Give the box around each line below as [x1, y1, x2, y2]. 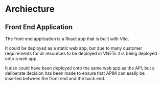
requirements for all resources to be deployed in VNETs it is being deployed [5, 50, 158, 56]
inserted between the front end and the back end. [5, 76, 106, 81]
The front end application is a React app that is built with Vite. [5, 36, 129, 42]
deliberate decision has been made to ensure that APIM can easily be [5, 70, 145, 76]
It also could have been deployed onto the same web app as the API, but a [5, 65, 155, 71]
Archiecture [5, 3, 55, 15]
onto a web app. [5, 56, 38, 62]
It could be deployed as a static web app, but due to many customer [5, 45, 142, 51]
